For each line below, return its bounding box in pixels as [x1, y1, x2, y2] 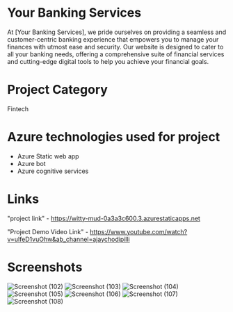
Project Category [7, 82, 108, 98]
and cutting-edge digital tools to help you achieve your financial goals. [7, 57, 209, 65]
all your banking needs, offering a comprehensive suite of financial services [7, 50, 225, 58]
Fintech [7, 104, 29, 113]
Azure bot [17, 159, 47, 167]
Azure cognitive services [17, 167, 89, 175]
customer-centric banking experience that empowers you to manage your [7, 35, 219, 43]
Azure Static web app [17, 151, 79, 161]
